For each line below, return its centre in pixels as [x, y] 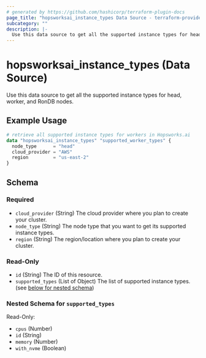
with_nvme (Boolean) [41, 348]
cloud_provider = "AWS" [42, 152]
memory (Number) [36, 342]
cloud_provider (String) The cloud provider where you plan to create [102, 213]
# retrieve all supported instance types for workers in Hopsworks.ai [98, 135]
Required [20, 200]
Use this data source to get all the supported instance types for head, [94, 95]
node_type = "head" [44, 146]
